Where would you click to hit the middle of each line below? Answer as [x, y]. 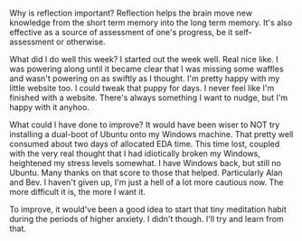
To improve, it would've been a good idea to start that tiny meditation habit [148, 209]
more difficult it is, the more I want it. [78, 192]
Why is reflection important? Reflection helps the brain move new [131, 13]
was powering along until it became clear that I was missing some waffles [146, 69]
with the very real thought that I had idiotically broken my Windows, [135, 153]
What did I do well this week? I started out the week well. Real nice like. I [144, 59]
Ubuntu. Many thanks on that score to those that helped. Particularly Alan [146, 172]
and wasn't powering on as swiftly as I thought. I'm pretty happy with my [145, 79]
